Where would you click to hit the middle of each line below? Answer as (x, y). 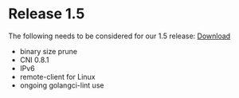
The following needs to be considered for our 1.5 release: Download (119, 36)
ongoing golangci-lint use (62, 85)
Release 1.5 (47, 14)
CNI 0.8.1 (34, 60)
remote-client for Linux (57, 76)
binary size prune (49, 51)
